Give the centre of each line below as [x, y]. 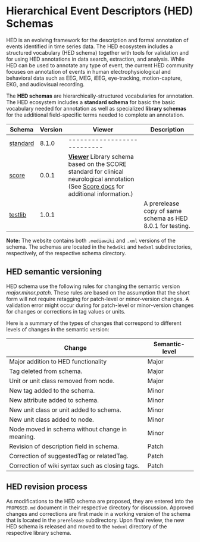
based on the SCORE [97, 164]
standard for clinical [96, 171]
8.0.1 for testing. [167, 225]
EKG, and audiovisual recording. [46, 84]
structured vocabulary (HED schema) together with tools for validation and [98, 52]
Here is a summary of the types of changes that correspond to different [94, 323]
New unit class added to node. [51, 419]
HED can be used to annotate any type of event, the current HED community [100, 65]
